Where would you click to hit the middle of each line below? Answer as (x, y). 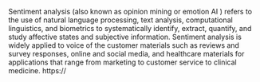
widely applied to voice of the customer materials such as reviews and (124, 45)
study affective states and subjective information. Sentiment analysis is (125, 37)
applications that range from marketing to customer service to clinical (122, 62)
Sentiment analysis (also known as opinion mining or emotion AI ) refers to (130, 12)
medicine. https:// (37, 70)
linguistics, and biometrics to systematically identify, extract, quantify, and (130, 28)
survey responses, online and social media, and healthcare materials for (126, 54)
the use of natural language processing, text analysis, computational (120, 20)
